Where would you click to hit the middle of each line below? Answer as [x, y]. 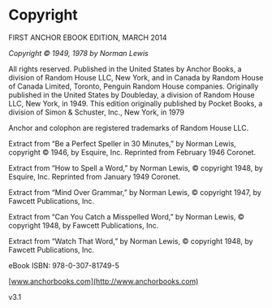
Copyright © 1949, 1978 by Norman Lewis [78, 53]
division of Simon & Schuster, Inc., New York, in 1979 [97, 112]
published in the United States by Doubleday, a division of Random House [132, 94]
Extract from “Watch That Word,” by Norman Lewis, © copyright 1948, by [131, 241]
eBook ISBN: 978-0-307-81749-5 [64, 265]
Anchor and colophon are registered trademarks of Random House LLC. [129, 128]
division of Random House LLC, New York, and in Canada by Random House [136, 77]
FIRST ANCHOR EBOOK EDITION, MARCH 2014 [88, 37]
